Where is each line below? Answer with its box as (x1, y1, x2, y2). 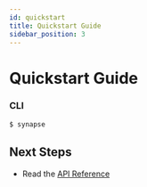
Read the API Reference (21, 168, 110, 179)
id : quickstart (9, 12, 66, 22)
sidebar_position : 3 (9, 29, 86, 38)
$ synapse (9, 119, 46, 129)
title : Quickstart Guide (9, 21, 102, 30)
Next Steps (9, 144, 72, 160)
